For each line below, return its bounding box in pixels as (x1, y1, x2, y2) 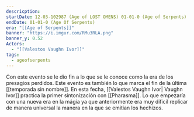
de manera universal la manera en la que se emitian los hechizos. (6, 104, 164, 111)
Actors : (6, 41, 25, 47)
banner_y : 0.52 (6, 36, 43, 41)
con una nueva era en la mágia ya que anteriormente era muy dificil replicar (6, 98, 188, 105)
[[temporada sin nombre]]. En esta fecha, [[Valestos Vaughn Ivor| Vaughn (6, 86, 183, 93)
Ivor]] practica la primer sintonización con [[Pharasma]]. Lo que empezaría (6, 91, 186, 99)
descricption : (6, 8, 41, 15)
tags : (6, 52, 19, 58)
